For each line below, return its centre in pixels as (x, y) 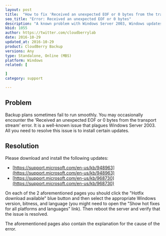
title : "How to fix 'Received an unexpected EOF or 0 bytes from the (79, 14)
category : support (24, 79)
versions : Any (20, 51)
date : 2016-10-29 (23, 38)
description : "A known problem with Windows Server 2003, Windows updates (84, 24)
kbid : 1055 (16, 28)
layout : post (19, 10)
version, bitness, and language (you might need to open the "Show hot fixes (83, 203)
